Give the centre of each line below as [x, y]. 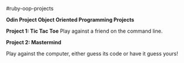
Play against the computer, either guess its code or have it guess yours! [92, 54]
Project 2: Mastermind [34, 42]
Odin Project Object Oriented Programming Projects [70, 20]
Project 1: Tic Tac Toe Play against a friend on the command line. [84, 31]
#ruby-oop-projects [30, 8]
